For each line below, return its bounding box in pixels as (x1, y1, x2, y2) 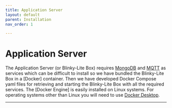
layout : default (5, 12, 40, 17)
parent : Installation (5, 17, 52, 22)
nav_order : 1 (5, 21, 33, 27)
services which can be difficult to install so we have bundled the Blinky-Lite (5, 70, 164, 76)
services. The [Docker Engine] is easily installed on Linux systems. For (5, 87, 154, 93)
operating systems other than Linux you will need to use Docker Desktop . (5, 92, 160, 98)
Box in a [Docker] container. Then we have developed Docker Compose (5, 76, 157, 82)
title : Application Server (5, 7, 63, 13)
